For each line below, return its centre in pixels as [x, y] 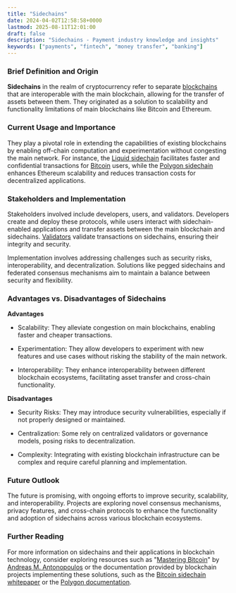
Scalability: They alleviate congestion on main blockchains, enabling [116, 328]
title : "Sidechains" [38, 14]
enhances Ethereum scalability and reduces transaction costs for [101, 173]
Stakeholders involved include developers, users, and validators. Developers [118, 214]
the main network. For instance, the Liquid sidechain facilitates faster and [114, 158]
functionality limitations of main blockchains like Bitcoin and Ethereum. [110, 109]
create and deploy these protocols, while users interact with [94, 221]
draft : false [26, 34]
